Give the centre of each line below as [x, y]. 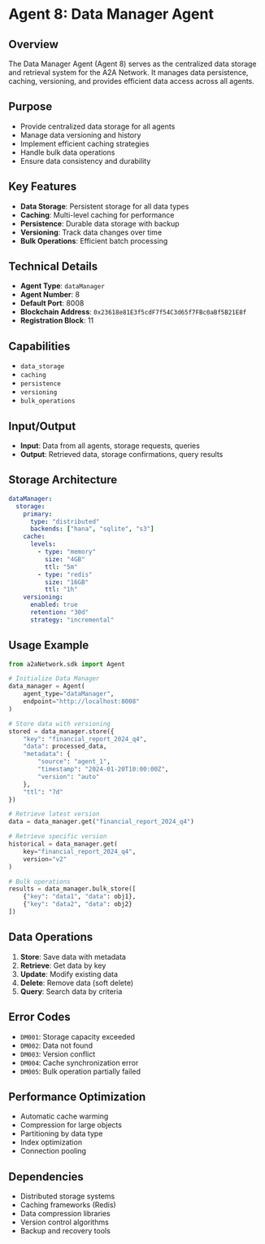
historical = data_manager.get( [63, 844]
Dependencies [46, 1177]
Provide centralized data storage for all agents [98, 126]
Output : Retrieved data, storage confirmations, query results [122, 455]
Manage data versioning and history [80, 134]
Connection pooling [53, 1151]
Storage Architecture [63, 480]
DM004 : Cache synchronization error [79, 1062]
